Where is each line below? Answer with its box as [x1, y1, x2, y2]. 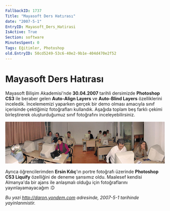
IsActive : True [5, 29, 37, 35]
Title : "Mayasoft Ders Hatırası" [5, 13, 76, 19]
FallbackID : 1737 [5, 8, 42, 13]
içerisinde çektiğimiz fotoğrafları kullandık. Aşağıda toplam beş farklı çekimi [5, 106, 163, 112]
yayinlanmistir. [5, 200, 36, 206]
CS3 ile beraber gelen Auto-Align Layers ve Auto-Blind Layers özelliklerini [5, 95, 162, 101]
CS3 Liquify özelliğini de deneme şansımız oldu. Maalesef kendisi [5, 174, 143, 180]
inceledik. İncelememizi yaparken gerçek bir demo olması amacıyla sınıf [5, 101, 155, 107]
